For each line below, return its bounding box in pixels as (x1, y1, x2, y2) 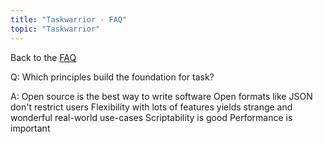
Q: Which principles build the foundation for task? (10, 71, 215, 83)
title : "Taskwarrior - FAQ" (10, 14, 128, 25)
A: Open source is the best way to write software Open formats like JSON (10, 90, 313, 102)
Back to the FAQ (10, 51, 77, 63)
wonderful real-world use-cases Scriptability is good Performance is (10, 111, 293, 123)
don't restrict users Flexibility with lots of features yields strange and (10, 101, 293, 113)
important (10, 122, 51, 134)
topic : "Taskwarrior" (10, 24, 101, 34)
